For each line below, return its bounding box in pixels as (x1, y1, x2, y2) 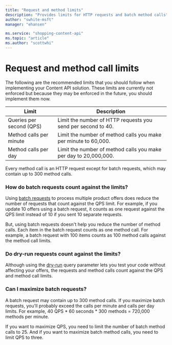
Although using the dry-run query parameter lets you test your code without (5, 262, 165, 268)
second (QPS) (8, 123, 42, 130)
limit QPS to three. (5, 334, 44, 340)
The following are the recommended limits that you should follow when (5, 79, 155, 85)
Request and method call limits (5, 62, 139, 74)
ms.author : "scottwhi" (5, 40, 54, 46)
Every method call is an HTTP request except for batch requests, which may (5, 165, 166, 171)
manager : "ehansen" (5, 21, 47, 27)
